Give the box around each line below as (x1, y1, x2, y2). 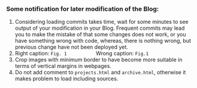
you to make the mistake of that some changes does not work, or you (14, 31, 186, 38)
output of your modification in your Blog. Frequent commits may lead (14, 24, 185, 32)
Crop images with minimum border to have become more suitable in (14, 56, 183, 64)
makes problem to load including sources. (14, 75, 119, 82)
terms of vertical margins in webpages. (14, 62, 112, 70)
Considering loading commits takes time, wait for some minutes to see (14, 18, 189, 26)
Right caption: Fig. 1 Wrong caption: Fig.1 (14, 50, 149, 57)
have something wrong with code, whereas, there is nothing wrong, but (14, 37, 192, 45)
